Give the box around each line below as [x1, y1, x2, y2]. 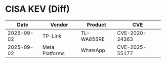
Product [86, 21, 106, 28]
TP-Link [42, 32, 62, 39]
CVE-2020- [117, 30, 147, 36]
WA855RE [81, 35, 105, 42]
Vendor [50, 21, 68, 28]
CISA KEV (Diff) [5, 3, 70, 15]
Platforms [42, 50, 65, 57]
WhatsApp [81, 47, 105, 54]
